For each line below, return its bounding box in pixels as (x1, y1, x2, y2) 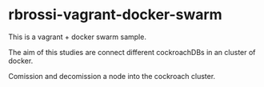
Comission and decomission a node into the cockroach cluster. (8, 71, 216, 81)
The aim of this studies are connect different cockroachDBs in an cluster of (8, 47, 256, 57)
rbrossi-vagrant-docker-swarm (8, 6, 222, 24)
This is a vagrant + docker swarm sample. (8, 32, 146, 42)
